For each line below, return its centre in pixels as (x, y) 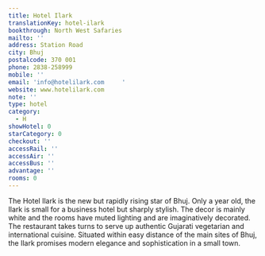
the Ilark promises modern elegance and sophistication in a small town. (124, 242)
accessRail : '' (33, 149)
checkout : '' (30, 141)
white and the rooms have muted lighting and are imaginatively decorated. (130, 217)
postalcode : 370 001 (42, 60)
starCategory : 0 (35, 134)
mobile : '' (26, 75)
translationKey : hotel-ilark (56, 23)
